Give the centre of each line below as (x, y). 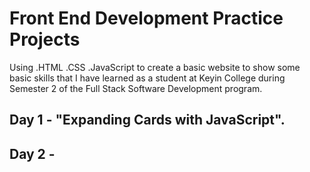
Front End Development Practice (146, 18)
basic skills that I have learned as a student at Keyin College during (147, 78)
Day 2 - (32, 153)
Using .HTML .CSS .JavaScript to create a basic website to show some (155, 67)
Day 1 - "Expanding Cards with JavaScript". (147, 120)
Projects (45, 39)
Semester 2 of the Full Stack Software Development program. (136, 88)
